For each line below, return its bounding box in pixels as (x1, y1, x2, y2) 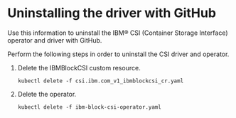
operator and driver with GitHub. (7, 36, 102, 44)
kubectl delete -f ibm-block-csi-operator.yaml (17, 103, 161, 111)
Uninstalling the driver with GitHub (7, 5, 217, 21)
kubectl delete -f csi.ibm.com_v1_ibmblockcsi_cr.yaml (17, 77, 184, 85)
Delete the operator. (17, 90, 77, 98)
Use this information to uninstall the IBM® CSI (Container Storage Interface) (7, 28, 229, 37)
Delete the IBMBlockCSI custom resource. (17, 63, 141, 72)
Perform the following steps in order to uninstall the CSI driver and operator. (7, 50, 230, 58)
